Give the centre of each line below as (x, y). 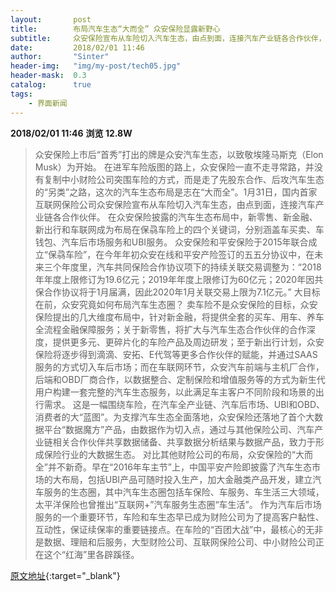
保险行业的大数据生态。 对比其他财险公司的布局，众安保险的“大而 (178, 454)
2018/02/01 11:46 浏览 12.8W (71, 133)
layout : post (51, 19)
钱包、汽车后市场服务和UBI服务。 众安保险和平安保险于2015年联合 (171, 242)
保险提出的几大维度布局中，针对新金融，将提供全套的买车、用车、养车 (179, 317)
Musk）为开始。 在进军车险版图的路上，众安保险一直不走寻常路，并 (174, 167)
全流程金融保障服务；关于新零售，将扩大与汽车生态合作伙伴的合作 (170, 329)
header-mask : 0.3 (48, 76)
